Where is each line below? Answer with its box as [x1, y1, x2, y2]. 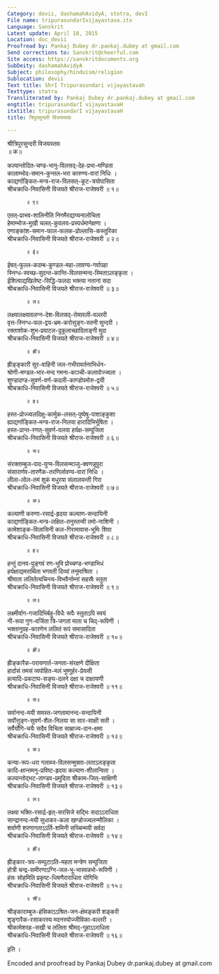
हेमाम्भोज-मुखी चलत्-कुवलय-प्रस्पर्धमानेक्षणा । [7, 219, 107, 227]
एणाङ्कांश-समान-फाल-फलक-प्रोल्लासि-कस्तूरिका [7, 226, 117, 235]
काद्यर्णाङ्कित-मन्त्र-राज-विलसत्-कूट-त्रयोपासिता [7, 177, 115, 185]
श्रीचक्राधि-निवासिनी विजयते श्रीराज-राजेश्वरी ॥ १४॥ [7, 832, 123, 840]
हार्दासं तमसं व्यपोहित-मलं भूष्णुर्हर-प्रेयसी [7, 666, 93, 674]
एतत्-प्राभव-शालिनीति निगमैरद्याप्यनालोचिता [7, 211, 101, 219]
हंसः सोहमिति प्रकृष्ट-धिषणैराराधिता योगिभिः [7, 873, 99, 882]
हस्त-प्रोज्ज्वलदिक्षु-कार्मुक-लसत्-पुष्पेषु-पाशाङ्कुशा [7, 410, 116, 418]
